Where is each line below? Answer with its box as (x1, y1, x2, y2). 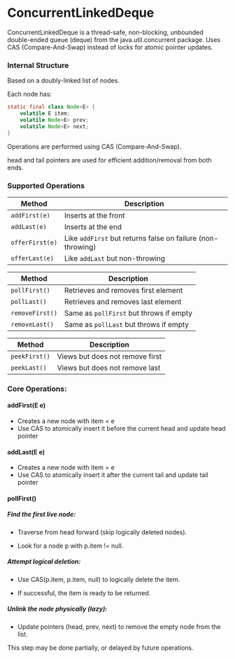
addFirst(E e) (7, 401, 46, 410)
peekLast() (10, 363, 47, 372)
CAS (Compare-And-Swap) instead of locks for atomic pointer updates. (7, 43, 213, 51)
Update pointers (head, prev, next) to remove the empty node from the (17, 622, 221, 631)
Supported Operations (7, 181, 85, 190)
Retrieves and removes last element (64, 296, 182, 306)
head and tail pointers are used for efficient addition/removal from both (7, 155, 212, 164)
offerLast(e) (10, 254, 55, 262)
